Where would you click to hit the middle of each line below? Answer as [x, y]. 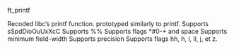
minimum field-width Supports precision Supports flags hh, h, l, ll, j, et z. [112, 39]
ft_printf [19, 10]
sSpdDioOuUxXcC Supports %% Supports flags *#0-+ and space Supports [117, 31]
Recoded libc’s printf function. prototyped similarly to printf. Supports [108, 24]
